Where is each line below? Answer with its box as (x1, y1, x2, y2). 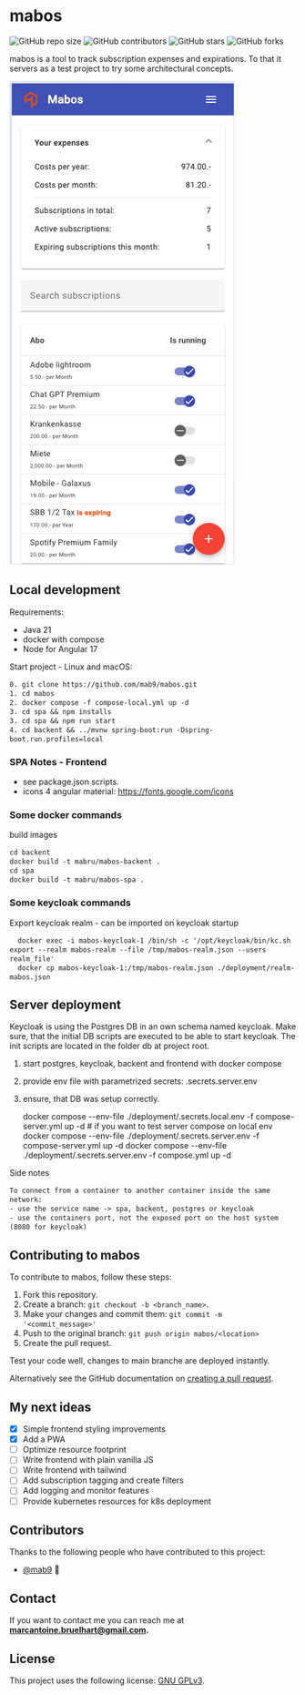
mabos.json (9, 972, 51, 982)
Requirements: (9, 607, 64, 618)
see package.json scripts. (22, 776, 120, 788)
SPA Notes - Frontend (9, 755, 107, 768)
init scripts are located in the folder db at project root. (9, 1040, 210, 1052)
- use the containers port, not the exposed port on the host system (9, 1213, 280, 1223)
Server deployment (9, 997, 121, 1013)
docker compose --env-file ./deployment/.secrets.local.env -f (22, 1111, 254, 1122)
